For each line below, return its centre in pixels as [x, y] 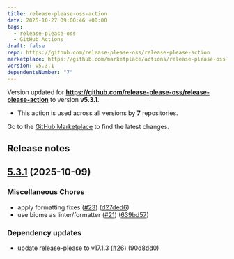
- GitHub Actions [39, 40]
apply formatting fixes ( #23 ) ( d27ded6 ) [73, 207]
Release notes [39, 148]
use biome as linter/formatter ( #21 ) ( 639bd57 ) [83, 214]
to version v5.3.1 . [75, 99]
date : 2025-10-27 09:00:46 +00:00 [57, 20]
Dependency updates [45, 232]
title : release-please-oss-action [57, 14]
